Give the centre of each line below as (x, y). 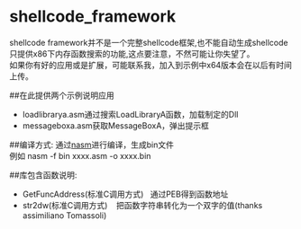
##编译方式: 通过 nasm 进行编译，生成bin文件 (91, 145)
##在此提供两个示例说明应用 (62, 95)
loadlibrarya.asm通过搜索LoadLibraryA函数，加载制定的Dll (130, 114)
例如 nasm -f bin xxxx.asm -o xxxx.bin (80, 155)
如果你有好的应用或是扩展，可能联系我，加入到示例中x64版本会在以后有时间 (151, 65)
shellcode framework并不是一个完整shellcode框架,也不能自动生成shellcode (149, 42)
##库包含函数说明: (43, 175)
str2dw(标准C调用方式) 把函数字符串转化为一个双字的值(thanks (142, 205)
